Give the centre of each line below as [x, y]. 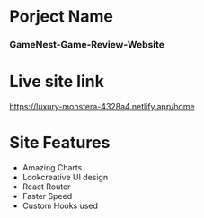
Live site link [57, 82]
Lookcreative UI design [65, 177]
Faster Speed [47, 196]
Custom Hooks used [60, 205]
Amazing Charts [52, 167]
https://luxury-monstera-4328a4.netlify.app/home [102, 107]
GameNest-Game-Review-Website [87, 45]
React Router [46, 187]
